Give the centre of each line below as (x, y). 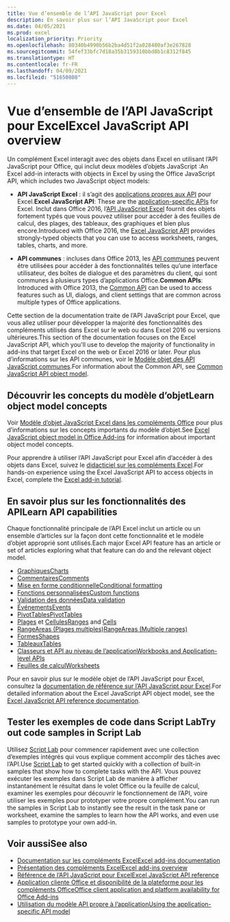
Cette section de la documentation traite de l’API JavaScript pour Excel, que (114, 315)
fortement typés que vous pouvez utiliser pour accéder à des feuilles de (118, 216)
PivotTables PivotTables (50, 614)
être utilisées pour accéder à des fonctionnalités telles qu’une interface (117, 266)
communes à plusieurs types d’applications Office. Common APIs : (110, 280)
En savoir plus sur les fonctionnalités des (97, 501)
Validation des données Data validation (71, 600)
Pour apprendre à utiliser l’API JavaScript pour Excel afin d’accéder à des (110, 458)
